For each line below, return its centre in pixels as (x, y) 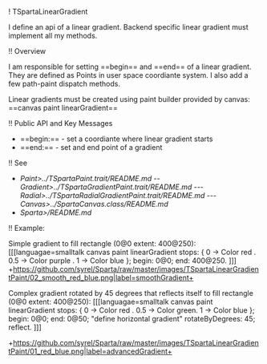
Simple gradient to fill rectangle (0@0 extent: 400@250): (102, 243)
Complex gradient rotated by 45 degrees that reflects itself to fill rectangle (131, 293)
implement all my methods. (53, 36)
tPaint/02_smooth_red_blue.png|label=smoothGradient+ (101, 277)
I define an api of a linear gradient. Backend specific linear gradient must (128, 27)
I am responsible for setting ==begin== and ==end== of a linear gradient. (130, 67)
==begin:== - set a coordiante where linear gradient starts (116, 139)
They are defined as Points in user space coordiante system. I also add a (128, 75)
